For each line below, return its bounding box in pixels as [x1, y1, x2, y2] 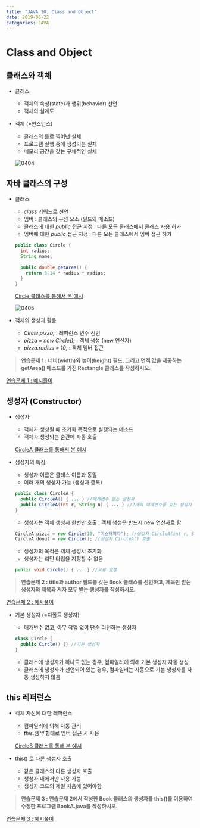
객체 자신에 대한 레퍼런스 [14, 709, 73, 717]
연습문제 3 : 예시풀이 [6, 815, 54, 822]
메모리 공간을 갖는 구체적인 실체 [23, 148, 97, 155]
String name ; [20, 253, 53, 259]
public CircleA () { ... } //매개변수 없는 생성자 [20, 496, 135, 502]
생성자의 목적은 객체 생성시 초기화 [23, 547, 102, 555]
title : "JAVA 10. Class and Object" [6, 8, 97, 15]
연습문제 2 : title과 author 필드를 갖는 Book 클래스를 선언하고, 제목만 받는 [20, 578, 192, 586]
